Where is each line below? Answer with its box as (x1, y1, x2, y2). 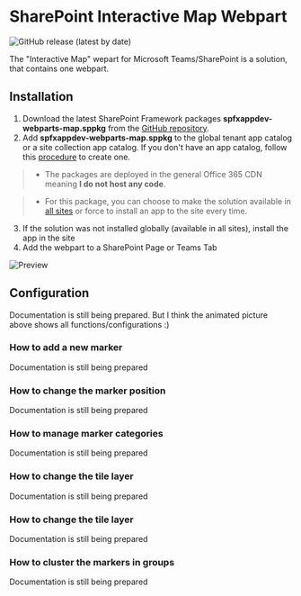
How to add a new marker (9, 341, 123, 354)
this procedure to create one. (22, 151, 130, 162)
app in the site (22, 232, 75, 243)
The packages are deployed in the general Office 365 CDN (44, 168, 262, 179)
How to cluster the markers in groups (9, 555, 175, 568)
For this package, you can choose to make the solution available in (44, 195, 292, 206)
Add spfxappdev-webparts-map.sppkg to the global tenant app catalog (22, 132, 293, 143)
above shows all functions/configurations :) (9, 319, 170, 330)
